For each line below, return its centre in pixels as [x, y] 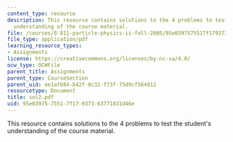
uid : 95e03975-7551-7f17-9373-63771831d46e [71, 104]
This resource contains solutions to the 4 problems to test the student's [109, 123]
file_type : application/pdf [48, 39]
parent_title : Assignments [46, 71]
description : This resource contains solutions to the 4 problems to [110, 20]
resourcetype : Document [42, 91]
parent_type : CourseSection [48, 78]
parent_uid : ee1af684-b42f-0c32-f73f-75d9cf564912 [82, 85]
